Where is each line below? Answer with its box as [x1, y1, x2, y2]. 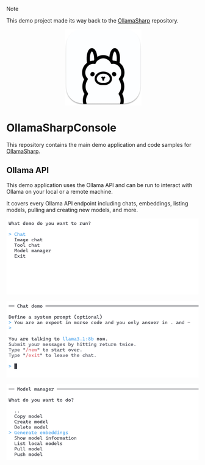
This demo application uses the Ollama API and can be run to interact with [6, 181, 193, 188]
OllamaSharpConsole [6, 121, 117, 135]
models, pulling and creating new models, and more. [6, 206, 138, 213]
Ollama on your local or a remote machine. [6, 188, 113, 195]
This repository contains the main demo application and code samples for [6, 141, 192, 148]
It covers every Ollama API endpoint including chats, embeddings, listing [6, 199, 189, 207]
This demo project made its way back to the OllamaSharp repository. [6, 17, 179, 24]
